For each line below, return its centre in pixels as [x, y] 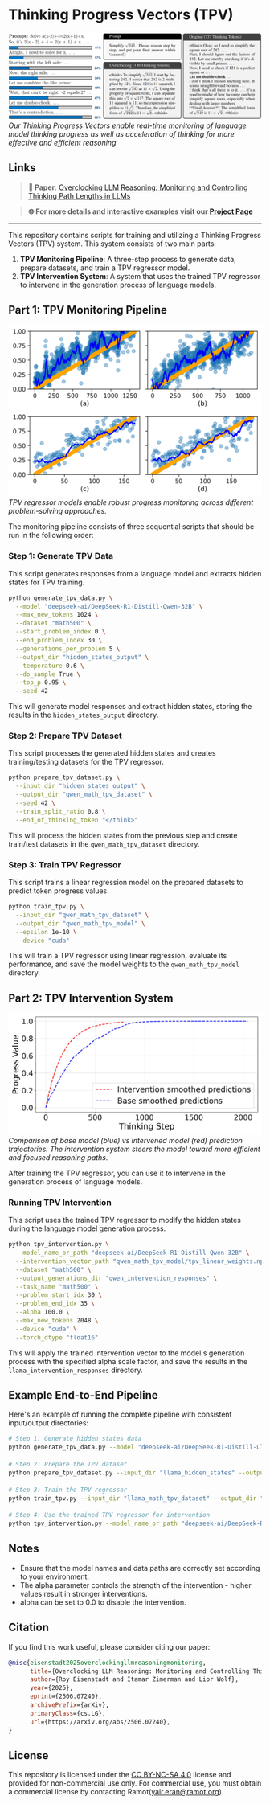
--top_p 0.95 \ [41, 683]
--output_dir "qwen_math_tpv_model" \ [81, 923]
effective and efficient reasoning [62, 142]
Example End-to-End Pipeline [83, 1395]
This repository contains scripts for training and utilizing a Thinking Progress [135, 235]
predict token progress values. [59, 891]
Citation [29, 1628]
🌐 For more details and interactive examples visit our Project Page [140, 211]
